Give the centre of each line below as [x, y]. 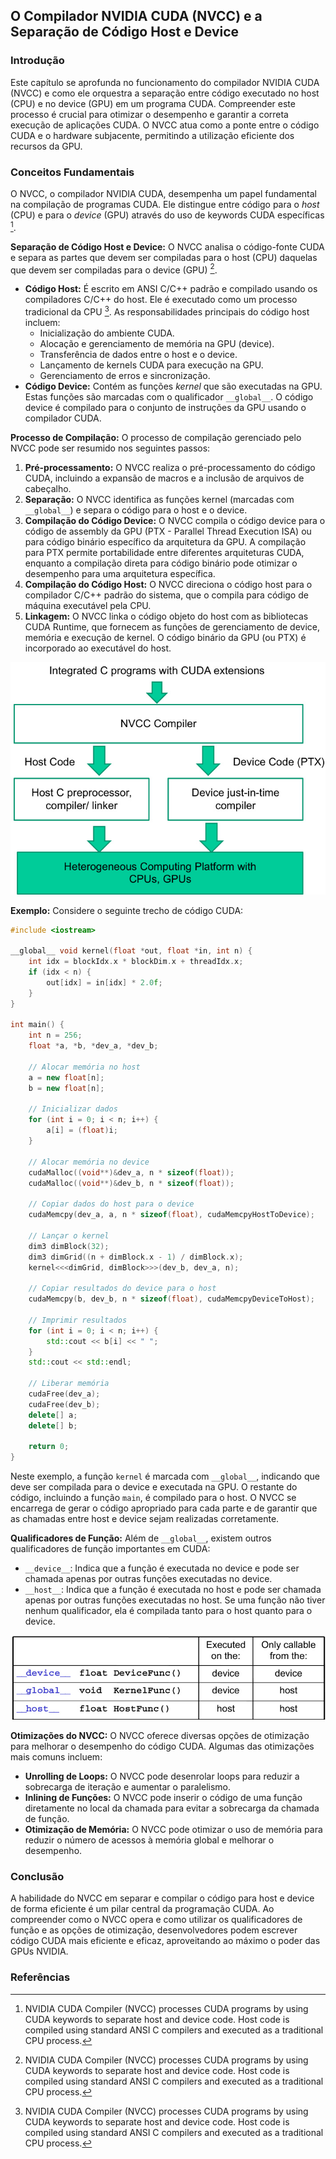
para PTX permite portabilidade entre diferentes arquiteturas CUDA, [164, 552]
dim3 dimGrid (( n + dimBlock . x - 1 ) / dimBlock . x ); [136, 1257]
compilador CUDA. [63, 418]
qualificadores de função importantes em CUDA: [110, 1549]
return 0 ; [49, 1447]
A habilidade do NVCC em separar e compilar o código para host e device [162, 1898]
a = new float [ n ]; [66, 1077]
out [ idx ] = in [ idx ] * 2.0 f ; [104, 982]
